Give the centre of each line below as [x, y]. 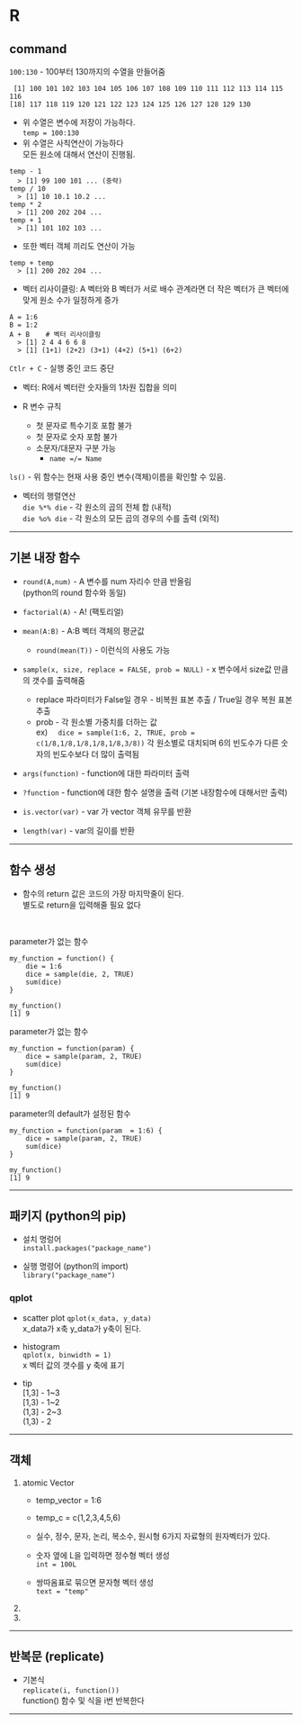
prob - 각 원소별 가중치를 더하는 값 [96, 722]
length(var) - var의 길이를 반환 [78, 830]
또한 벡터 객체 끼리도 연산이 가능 [79, 246]
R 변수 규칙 [42, 406]
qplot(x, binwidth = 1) [67, 1355]
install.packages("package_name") [87, 1249]
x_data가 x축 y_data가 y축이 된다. [82, 1328]
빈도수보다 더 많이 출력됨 [96, 754]
